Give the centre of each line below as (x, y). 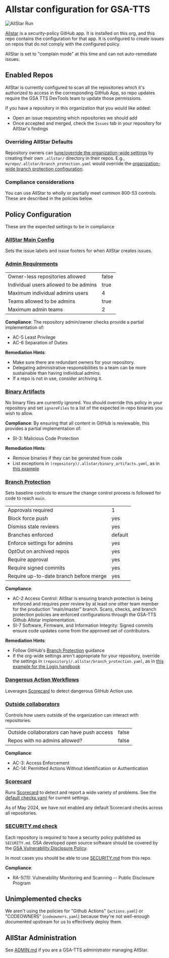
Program (22, 883)
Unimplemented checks (43, 899)
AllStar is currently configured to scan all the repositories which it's (75, 87)
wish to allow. (19, 413)
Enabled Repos (29, 75)
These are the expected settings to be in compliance (60, 227)
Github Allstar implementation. (44, 620)
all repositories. (21, 813)
